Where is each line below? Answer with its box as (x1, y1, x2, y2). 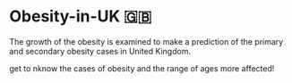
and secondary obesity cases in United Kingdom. (9, 46, 191, 56)
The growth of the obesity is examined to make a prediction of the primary (9, 36, 284, 46)
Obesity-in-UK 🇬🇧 (9, 6, 152, 27)
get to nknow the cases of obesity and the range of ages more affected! (9, 62, 275, 73)
